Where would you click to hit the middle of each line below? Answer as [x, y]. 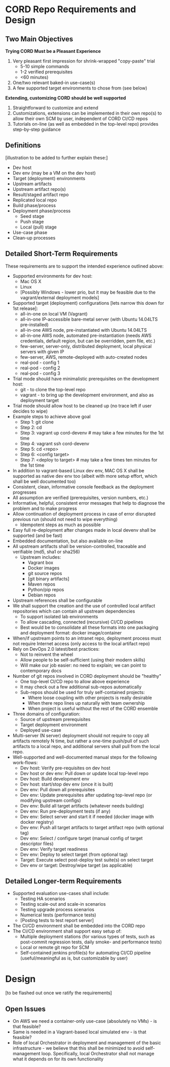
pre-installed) [34, 325]
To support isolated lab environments [59, 616]
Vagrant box [41, 562]
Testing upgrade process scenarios [57, 910]
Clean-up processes [34, 238]
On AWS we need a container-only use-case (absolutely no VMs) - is [85, 1021]
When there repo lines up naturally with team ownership [86, 703]
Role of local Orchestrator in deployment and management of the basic [87, 1043]
